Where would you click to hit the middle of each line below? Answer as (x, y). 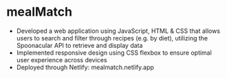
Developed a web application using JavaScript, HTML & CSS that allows (118, 31)
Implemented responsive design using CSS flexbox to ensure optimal (114, 53)
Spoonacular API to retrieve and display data (79, 45)
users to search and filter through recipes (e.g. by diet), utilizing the (112, 38)
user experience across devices (62, 60)
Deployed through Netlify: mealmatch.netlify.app (85, 67)
